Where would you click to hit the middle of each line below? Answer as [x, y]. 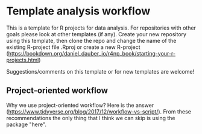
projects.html [23, 60]
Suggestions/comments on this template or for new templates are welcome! [100, 71]
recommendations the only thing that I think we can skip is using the [91, 118]
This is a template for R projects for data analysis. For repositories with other [101, 28]
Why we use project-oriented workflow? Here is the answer [80, 105]
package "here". [27, 124]
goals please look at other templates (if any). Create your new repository [96, 34]
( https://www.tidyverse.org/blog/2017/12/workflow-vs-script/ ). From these [99, 111]
